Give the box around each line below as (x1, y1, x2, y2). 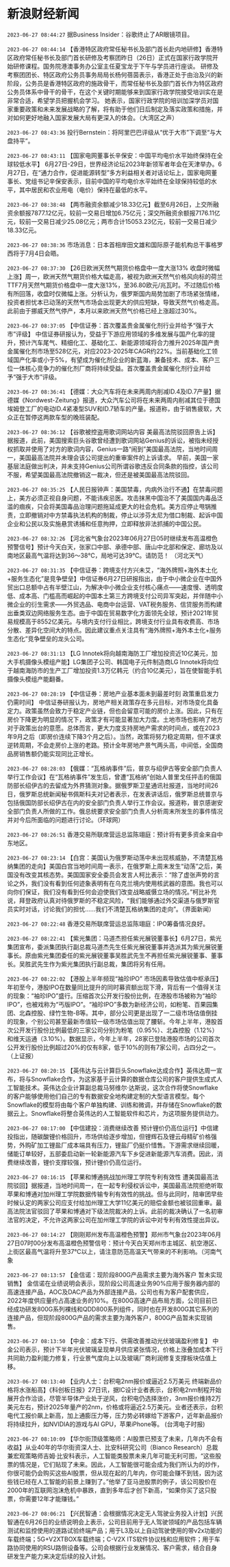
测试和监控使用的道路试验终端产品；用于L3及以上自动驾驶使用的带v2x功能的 (7, 1526, 222, 1535)
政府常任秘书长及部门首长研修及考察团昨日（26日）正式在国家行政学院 (12, 53, 213, 62)
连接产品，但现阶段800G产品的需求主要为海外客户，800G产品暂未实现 (7, 1313, 207, 1322)
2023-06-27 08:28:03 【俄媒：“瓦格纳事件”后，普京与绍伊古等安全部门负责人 (7, 764, 222, 773)
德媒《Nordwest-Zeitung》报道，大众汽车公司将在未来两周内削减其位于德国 (7, 396, 221, 404)
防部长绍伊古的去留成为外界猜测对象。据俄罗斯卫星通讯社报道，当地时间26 (7, 781, 219, 790)
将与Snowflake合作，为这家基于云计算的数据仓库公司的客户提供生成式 (18, 1075, 217, 1083)
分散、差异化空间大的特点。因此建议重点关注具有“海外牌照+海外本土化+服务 (7, 626, 222, 634)
